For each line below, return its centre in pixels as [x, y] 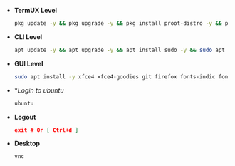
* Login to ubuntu [39, 90]
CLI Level [28, 37]
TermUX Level [36, 10]
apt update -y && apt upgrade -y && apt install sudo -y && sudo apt [120, 50]
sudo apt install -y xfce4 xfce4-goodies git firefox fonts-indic [115, 77]
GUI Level [29, 63]
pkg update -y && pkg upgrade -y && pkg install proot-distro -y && [118, 24]
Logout [25, 117]
